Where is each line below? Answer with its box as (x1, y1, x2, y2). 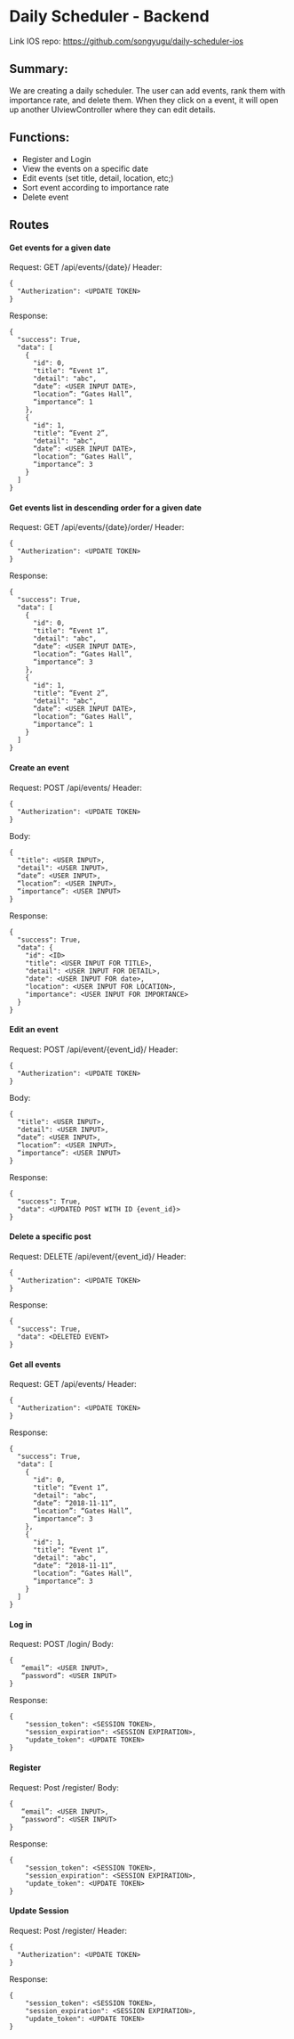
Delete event (21, 192, 69, 202)
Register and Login (21, 153, 91, 164)
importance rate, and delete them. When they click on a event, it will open (9, 94, 279, 105)
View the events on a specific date (21, 163, 149, 174)
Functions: (9, 130, 70, 145)
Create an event (9, 762, 69, 772)
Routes (9, 216, 50, 232)
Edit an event (9, 1024, 60, 1035)
